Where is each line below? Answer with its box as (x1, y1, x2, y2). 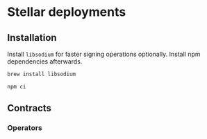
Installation (7, 32, 57, 44)
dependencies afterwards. (7, 57, 83, 66)
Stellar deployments (7, 4, 126, 20)
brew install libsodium (7, 71, 76, 77)
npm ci (7, 83, 26, 90)
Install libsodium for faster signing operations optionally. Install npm (7, 50, 201, 58)
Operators (7, 123, 43, 133)
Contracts (7, 102, 52, 114)
